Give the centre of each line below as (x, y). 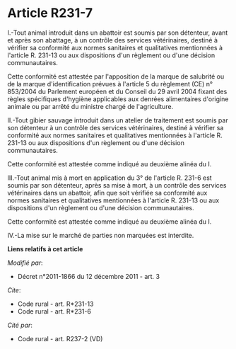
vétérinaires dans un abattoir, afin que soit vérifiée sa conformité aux (107, 193)
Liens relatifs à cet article (45, 248)
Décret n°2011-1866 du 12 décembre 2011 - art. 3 (89, 276)
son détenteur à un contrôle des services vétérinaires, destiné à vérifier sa (116, 127)
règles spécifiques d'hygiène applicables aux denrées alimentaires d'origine (118, 99)
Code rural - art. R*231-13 (55, 304)
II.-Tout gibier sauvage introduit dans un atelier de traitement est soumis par (118, 120)
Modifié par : (25, 263)
